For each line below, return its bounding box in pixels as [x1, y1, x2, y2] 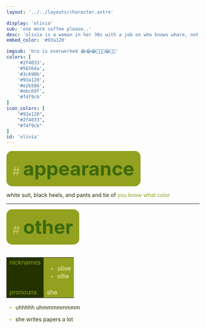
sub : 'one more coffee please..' [6, 26, 92, 32]
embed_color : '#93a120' [6, 37, 67, 44]
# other [12, 215, 74, 239]
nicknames [9, 258, 41, 267]
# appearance [12, 157, 135, 181]
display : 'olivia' [6, 20, 53, 26]
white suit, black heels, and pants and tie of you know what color [6, 192, 170, 199]
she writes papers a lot [15, 315, 74, 323]
